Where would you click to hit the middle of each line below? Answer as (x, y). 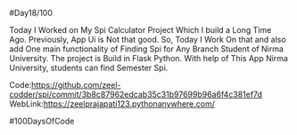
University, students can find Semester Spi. (89, 67)
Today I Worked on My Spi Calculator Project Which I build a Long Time (140, 30)
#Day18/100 (31, 13)
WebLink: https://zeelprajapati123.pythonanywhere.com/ (112, 104)
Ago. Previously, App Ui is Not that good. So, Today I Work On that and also (148, 40)
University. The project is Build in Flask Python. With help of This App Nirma (148, 58)
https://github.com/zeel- (76, 85)
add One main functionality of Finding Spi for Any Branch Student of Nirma (146, 49)
